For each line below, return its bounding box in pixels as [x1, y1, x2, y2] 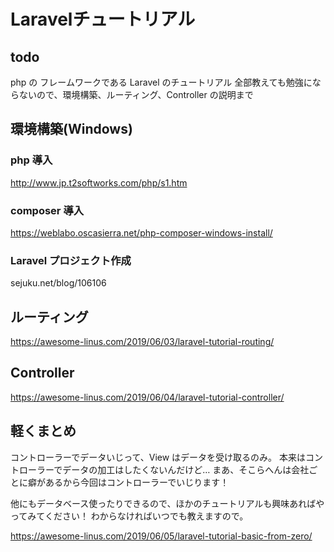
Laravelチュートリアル [10, 8, 196, 31]
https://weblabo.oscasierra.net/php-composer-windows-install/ [10, 226, 273, 239]
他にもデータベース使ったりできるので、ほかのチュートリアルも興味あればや [10, 497, 325, 509]
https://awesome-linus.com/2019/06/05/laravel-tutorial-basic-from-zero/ [10, 530, 313, 542]
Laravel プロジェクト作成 [10, 253, 132, 267]
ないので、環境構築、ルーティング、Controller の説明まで [18, 89, 254, 100]
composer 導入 [10, 203, 85, 217]
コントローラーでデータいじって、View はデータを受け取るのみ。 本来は [10, 451, 307, 463]
